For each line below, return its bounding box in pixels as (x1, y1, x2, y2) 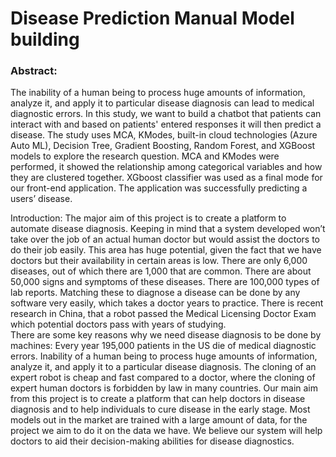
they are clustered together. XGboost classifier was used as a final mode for (10, 172, 323, 184)
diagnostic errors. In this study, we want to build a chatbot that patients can (10, 108, 322, 120)
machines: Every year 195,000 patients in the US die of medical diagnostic (10, 340, 317, 352)
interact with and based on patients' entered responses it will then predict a (10, 118, 322, 131)
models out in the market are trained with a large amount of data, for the (10, 414, 308, 426)
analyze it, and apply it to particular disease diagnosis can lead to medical (10, 97, 315, 109)
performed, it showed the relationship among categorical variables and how (10, 161, 323, 173)
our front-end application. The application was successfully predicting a (10, 182, 308, 194)
